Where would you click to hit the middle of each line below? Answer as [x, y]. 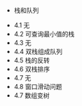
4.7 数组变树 [32, 95]
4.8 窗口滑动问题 [38, 87]
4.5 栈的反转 [32, 60]
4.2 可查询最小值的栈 [44, 34]
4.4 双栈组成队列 [38, 52]
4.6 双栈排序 [32, 69]
